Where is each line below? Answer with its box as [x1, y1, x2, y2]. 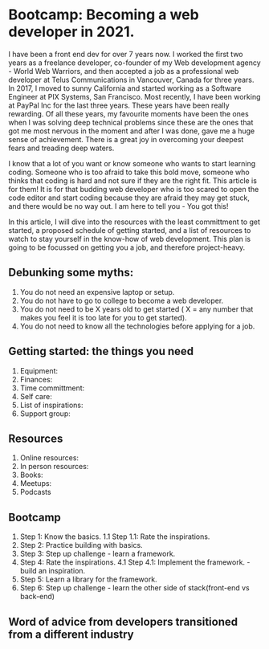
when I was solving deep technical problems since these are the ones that [8, 117, 254, 127]
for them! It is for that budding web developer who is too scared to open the [8, 184, 259, 194]
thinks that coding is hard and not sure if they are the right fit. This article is [8, 175, 257, 186]
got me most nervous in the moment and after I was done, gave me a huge [8, 126, 255, 136]
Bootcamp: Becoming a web [8, 6, 199, 24]
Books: [19, 470, 43, 480]
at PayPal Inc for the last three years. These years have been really [8, 100, 230, 110]
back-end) [19, 592, 55, 602]
